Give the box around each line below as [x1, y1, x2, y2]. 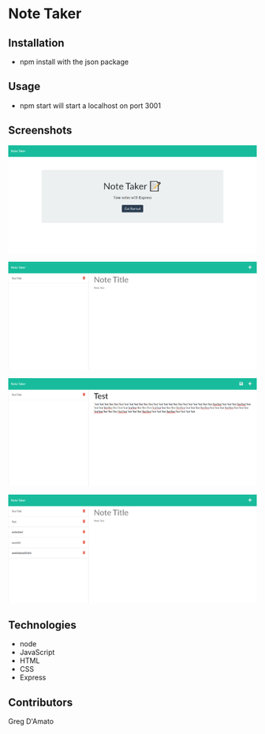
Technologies [8, 618, 77, 631]
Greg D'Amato [8, 717, 54, 726]
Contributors [8, 695, 73, 709]
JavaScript [19, 648, 55, 657]
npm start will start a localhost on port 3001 [19, 100, 162, 110]
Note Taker [8, 5, 82, 23]
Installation [8, 36, 65, 50]
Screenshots [8, 124, 73, 137]
